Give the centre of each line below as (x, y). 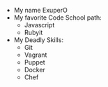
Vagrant (36, 55)
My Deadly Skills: (39, 40)
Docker (34, 70)
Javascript (39, 25)
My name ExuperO (40, 10)
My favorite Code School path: (58, 18)
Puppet (34, 62)
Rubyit (33, 32)
